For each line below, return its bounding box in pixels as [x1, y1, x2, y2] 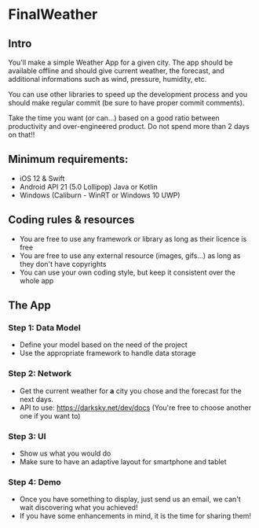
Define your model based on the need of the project [19, 340, 188, 349]
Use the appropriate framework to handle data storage [19, 349, 196, 358]
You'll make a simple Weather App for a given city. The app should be [8, 57, 233, 67]
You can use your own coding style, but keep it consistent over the [19, 268, 235, 277]
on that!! [8, 130, 35, 139]
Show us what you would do [19, 449, 111, 458]
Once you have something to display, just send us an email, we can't [19, 494, 241, 504]
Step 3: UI [8, 430, 46, 441]
